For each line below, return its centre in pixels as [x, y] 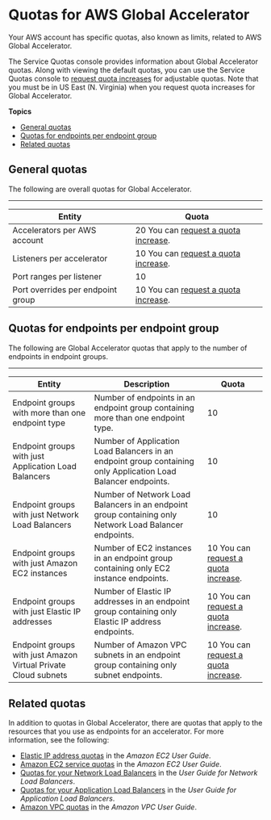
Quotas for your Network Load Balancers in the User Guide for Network [139, 773]
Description [147, 383]
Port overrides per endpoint [65, 290]
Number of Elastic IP [133, 591]
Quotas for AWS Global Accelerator [129, 15]
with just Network [46, 514]
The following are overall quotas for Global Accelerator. [100, 189]
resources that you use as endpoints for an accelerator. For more [116, 731]
